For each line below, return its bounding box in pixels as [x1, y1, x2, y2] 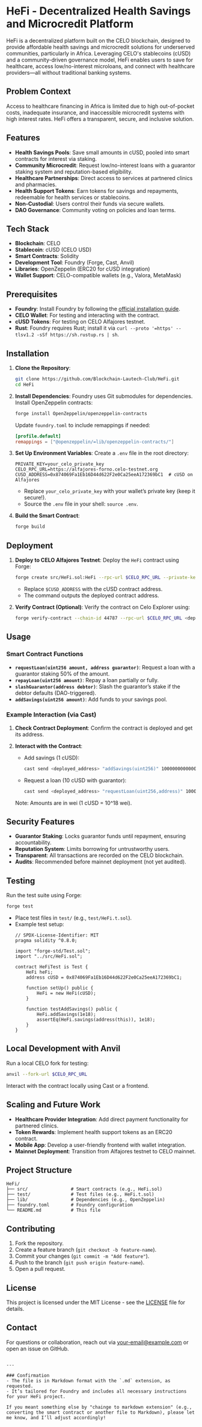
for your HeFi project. [6, 1393, 66, 1399]
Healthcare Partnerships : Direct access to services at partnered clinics [14, 174, 193, 181]
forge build [14, 524, 45, 530]
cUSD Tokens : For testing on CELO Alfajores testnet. [14, 318, 145, 325]
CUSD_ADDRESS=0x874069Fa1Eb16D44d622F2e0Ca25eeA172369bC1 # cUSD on [14, 472, 194, 478]
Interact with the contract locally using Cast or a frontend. [6, 1082, 149, 1089]
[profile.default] [14, 433, 61, 439]
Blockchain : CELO [14, 240, 61, 247]
